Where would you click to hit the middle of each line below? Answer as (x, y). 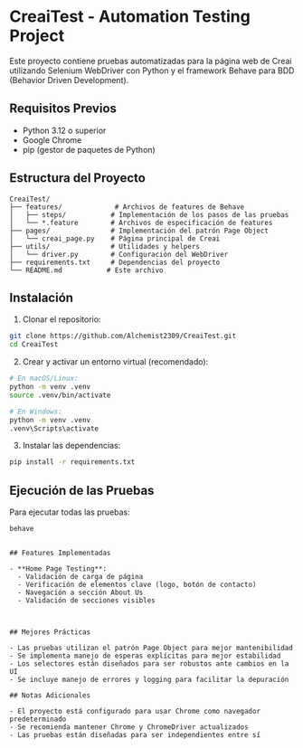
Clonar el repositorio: (62, 319)
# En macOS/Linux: (44, 379)
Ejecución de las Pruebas (82, 490)
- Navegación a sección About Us (80, 592)
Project (37, 36)
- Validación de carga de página (80, 576)
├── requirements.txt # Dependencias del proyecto (115, 262)
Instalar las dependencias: (71, 446)
